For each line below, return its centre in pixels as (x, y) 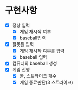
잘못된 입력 (23, 44)
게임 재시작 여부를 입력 (42, 51)
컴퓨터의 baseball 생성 (34, 63)
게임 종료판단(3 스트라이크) (46, 82)
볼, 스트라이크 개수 (38, 76)
